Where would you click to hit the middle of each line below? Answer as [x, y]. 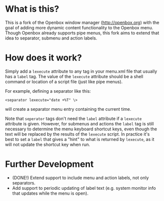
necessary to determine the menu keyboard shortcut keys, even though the [81, 129]
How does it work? [44, 58]
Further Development [49, 164]
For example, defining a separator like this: [48, 91]
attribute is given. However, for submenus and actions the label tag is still [80, 123]
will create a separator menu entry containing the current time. [68, 109]
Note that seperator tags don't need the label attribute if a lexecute [73, 119]
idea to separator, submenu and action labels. [51, 38]
